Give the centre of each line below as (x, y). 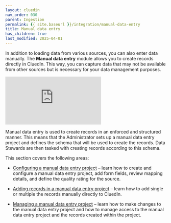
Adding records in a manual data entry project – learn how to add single (88, 188)
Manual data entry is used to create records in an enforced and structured (83, 131)
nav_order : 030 (21, 15)
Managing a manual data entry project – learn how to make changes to (87, 204)
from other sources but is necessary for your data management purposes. (83, 69)
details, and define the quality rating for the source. (67, 179)
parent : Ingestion (25, 19)
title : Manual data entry (33, 29)
